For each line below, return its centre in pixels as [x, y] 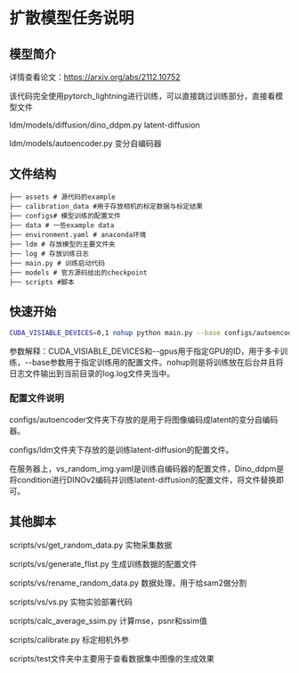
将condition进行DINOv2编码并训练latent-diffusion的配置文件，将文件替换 [143, 480]
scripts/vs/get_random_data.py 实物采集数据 [91, 545]
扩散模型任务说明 [72, 18]
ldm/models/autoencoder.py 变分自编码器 [85, 143]
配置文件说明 [37, 398]
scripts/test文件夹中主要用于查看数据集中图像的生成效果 [112, 658]
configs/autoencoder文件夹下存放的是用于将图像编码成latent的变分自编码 [144, 419]
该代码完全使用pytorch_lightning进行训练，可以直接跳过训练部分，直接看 [142, 96]
